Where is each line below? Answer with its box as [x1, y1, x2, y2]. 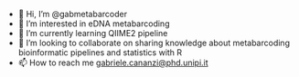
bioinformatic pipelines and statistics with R [17, 47, 183, 58]
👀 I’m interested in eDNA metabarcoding [17, 18, 170, 29]
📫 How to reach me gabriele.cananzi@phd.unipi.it [17, 57, 208, 68]
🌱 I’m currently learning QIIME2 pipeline [17, 28, 168, 38]
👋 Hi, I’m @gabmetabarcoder [17, 9, 128, 19]
